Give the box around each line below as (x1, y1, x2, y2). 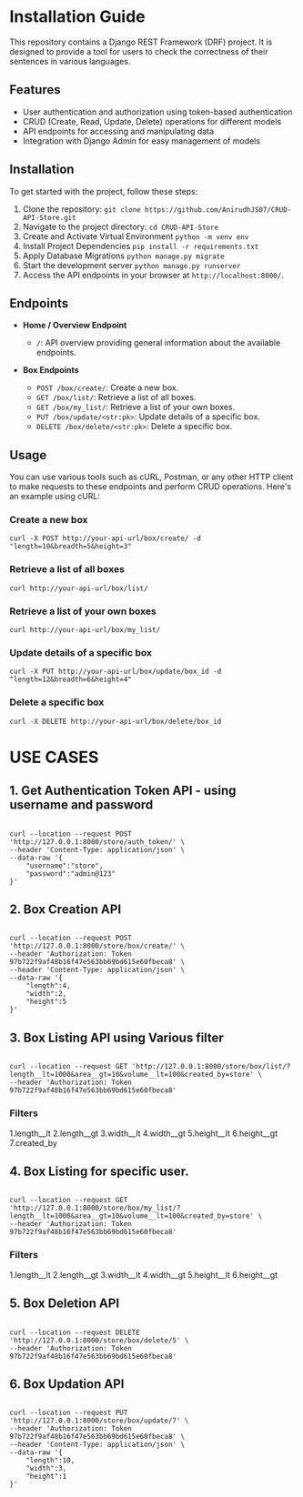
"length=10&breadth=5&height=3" (9, 542, 132, 551)
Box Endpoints (22, 365, 79, 376)
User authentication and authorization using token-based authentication (22, 106, 293, 117)
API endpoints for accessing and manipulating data (22, 126, 215, 136)
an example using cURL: (9, 491, 100, 502)
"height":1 (25, 1472, 67, 1482)
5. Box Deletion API (9, 1296, 120, 1311)
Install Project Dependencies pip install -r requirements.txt (22, 240, 259, 251)
